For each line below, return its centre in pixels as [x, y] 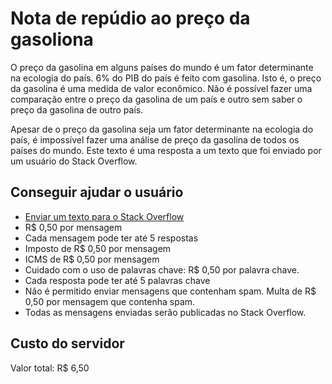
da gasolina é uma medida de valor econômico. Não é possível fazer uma [161, 88]
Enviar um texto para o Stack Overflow [104, 216]
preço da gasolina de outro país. [77, 109]
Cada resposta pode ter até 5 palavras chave [117, 280]
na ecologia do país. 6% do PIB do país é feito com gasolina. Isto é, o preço [166, 78]
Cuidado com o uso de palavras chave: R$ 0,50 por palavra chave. [162, 269]
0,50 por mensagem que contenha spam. [110, 301]
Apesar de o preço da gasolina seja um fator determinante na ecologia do [162, 129]
